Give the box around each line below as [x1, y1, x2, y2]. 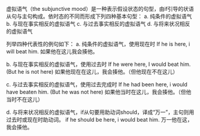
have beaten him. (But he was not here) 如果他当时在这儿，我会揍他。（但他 [6, 89, 192, 95]
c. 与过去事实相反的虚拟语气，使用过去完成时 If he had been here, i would [6, 81, 187, 88]
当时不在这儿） [6, 96, 43, 103]
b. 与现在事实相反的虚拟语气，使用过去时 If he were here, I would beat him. [6, 61, 191, 68]
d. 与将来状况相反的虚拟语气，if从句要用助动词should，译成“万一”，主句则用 [6, 108, 195, 116]
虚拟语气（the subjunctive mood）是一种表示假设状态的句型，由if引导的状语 [6, 5, 194, 12]
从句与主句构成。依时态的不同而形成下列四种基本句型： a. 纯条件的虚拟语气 [6, 13, 192, 20]
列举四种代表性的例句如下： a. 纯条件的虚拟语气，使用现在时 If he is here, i [6, 41, 190, 47]
